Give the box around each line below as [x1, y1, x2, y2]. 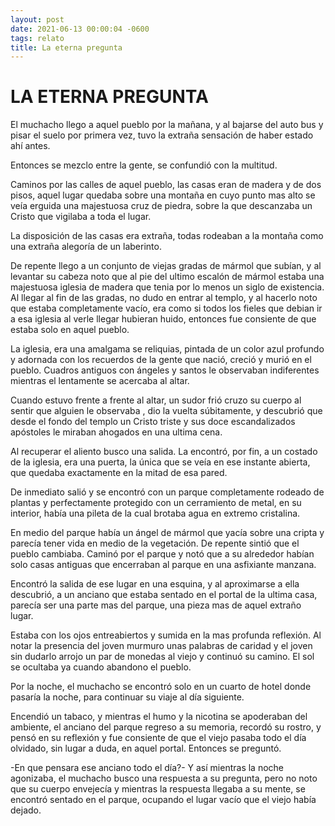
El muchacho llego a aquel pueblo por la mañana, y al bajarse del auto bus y [10, 119, 324, 131]
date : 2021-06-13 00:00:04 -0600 [10, 24, 150, 34]
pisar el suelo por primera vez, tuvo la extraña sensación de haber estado [10, 129, 314, 141]
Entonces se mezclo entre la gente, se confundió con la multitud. [10, 159, 278, 171]
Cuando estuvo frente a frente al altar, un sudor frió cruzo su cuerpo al [10, 394, 302, 406]
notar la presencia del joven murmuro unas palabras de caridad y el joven [10, 640, 313, 652]
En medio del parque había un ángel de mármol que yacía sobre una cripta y [10, 527, 325, 539]
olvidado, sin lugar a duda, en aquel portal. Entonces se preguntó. [10, 742, 282, 755]
